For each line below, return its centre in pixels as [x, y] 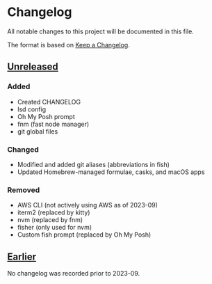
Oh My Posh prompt [46, 116]
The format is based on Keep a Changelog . [68, 45]
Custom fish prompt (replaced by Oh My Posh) [84, 235]
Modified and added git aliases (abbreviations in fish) [93, 164]
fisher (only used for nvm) [55, 228]
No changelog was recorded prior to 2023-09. [74, 274]
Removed [24, 190]
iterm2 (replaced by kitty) [54, 212]
